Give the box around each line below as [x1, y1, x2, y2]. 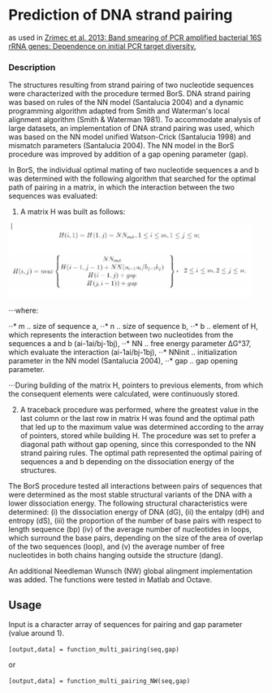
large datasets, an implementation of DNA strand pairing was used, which [8, 124, 255, 134]
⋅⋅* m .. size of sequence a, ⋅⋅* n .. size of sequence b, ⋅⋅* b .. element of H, [8, 321, 258, 331]
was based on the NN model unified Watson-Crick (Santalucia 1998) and [8, 132, 252, 142]
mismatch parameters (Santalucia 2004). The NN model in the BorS [8, 141, 235, 151]
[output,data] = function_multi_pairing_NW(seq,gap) [8, 678, 191, 686]
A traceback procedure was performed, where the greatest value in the [19, 405, 259, 414]
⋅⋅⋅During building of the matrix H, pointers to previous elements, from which [8, 380, 264, 390]
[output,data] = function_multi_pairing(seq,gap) [8, 646, 180, 654]
